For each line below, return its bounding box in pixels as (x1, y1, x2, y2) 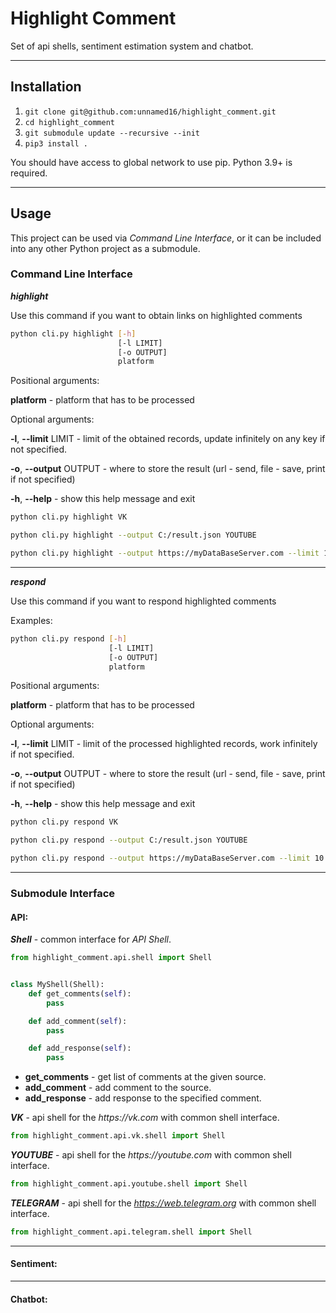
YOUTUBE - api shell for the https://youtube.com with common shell (10, 1149, 292, 1161)
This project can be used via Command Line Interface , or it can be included (10, 232, 322, 244)
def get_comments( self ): (28, 988, 132, 999)
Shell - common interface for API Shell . (10, 933, 172, 946)
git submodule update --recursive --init (24, 128, 200, 138)
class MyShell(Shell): (10, 980, 105, 990)
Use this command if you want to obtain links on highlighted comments (10, 309, 303, 321)
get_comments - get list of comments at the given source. (24, 1071, 267, 1083)
